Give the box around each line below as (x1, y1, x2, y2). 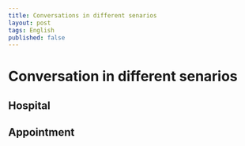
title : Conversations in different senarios (8, 11, 157, 20)
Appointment (8, 125, 75, 139)
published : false (8, 33, 66, 42)
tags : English (8, 26, 55, 34)
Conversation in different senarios (8, 68, 239, 85)
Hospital (8, 99, 51, 112)
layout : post (8, 19, 51, 27)
